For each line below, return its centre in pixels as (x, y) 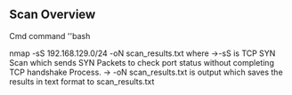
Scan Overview (53, 15)
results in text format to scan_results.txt (82, 81)
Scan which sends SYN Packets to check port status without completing (142, 62)
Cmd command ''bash (50, 36)
